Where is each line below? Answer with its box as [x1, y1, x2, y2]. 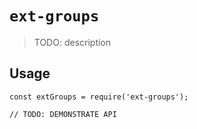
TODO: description [33, 36, 112, 48]
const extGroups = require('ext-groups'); [9, 92, 189, 102]
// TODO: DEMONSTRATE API [9, 109, 117, 119]
